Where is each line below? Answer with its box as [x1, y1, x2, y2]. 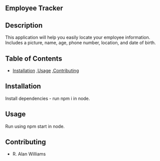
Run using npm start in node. [5, 123, 65, 129]
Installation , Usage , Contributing [12, 68, 79, 74]
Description [5, 21, 43, 30]
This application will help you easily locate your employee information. [5, 35, 150, 41]
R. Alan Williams [12, 151, 46, 157]
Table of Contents [5, 54, 63, 63]
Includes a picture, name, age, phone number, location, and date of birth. [5, 40, 156, 46]
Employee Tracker [5, 4, 64, 13]
